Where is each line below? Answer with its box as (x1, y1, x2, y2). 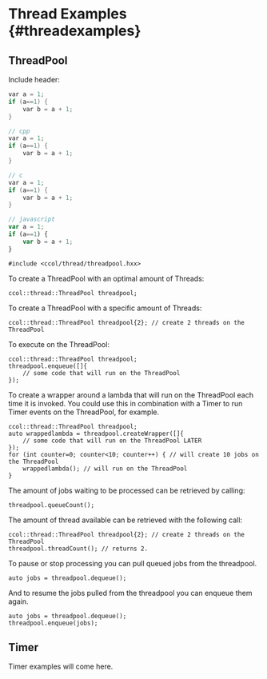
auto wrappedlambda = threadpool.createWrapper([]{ (8, 429, 184, 437)
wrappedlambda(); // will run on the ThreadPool (22, 465, 188, 473)
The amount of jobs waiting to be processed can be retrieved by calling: (8, 485, 245, 495)
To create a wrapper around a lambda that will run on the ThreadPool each (8, 389, 254, 400)
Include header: (8, 75, 60, 84)
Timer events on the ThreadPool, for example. (8, 407, 160, 417)
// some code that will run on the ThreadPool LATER (22, 437, 202, 445)
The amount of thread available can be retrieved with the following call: (8, 515, 242, 525)
